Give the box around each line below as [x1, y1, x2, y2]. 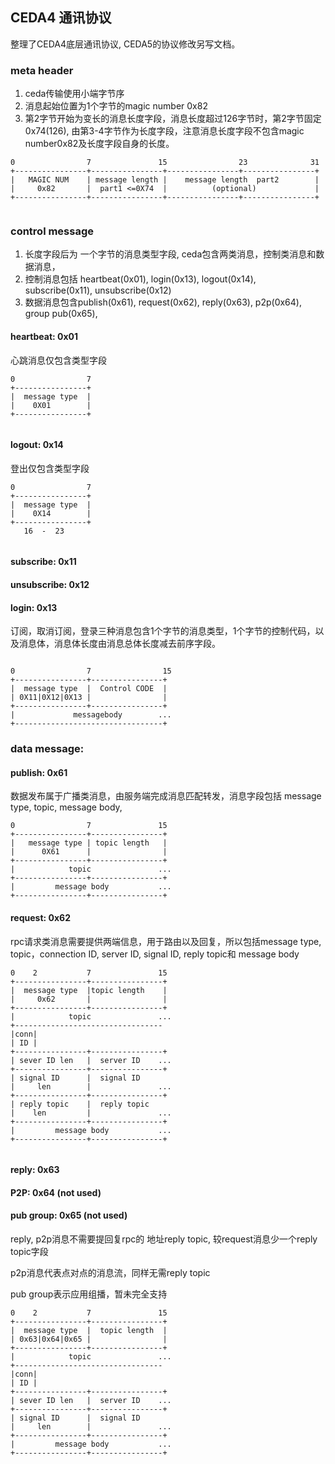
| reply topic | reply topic [10, 1099, 150, 1109]
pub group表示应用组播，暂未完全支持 [10, 1288, 168, 1300]
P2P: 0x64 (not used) [10, 1186, 102, 1198]
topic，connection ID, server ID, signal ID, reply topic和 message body [10, 948, 300, 960]
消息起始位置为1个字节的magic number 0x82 [24, 100, 208, 112]
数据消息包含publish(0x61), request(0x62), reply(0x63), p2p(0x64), [24, 296, 302, 308]
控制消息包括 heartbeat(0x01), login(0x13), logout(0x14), [24, 273, 257, 285]
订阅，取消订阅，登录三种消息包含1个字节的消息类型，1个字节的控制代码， [10, 625, 316, 637]
